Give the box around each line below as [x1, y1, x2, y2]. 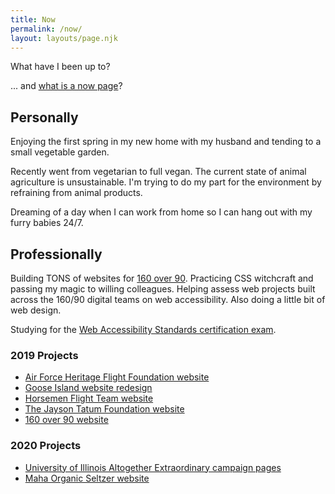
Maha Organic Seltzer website [24, 472, 150, 484]
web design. [10, 304, 62, 316]
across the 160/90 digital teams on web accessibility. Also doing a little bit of [10, 294, 326, 305]
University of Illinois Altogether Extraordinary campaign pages [24, 461, 282, 473]
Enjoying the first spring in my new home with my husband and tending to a [10, 136, 322, 148]
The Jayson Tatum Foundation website [24, 403, 185, 415]
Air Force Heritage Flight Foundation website [24, 371, 210, 383]
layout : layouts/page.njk [10, 33, 118, 43]
